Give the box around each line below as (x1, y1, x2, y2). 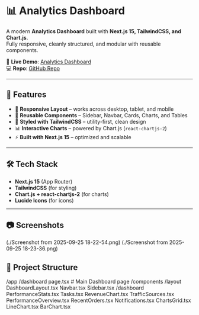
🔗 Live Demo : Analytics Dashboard (6, 58, 92, 65)
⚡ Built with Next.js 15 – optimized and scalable (14, 133, 131, 140)
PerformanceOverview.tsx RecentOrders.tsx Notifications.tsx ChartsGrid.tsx (6, 297, 191, 304)
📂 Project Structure (6, 262, 78, 272)
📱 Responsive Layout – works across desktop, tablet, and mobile (14, 105, 174, 112)
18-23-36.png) (23, 245, 58, 252)
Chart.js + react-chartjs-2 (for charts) (14, 190, 110, 198)
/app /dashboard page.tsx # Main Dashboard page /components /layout (6, 278, 182, 285)
